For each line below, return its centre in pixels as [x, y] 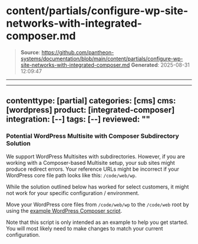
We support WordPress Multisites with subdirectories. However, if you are [96, 156]
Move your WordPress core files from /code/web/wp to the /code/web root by [98, 204]
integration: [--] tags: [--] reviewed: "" [78, 119]
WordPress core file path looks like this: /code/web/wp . [71, 175]
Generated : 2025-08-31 [161, 65]
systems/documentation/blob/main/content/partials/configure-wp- [102, 58]
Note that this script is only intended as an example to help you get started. [97, 222]
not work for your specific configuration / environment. [73, 193]
